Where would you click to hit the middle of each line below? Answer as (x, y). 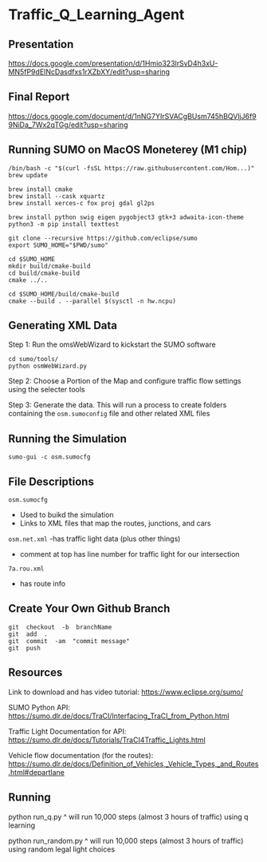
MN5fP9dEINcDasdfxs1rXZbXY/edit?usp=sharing (89, 72)
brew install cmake (41, 189)
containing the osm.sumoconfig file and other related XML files (109, 414)
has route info (43, 584)
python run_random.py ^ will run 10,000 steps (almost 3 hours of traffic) (126, 840)
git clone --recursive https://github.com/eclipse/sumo (103, 238)
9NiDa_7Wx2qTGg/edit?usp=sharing (68, 125)
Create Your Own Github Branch (89, 609)
